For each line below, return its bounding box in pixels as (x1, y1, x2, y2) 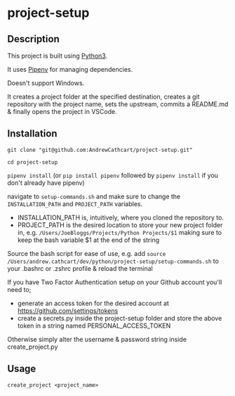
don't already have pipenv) (7, 178, 86, 187)
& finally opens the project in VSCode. (7, 108, 117, 115)
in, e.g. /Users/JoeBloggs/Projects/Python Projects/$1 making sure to (17, 228, 222, 236)
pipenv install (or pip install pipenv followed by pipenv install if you (7, 171, 219, 179)
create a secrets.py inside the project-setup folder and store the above (17, 314, 222, 322)
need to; (7, 285, 32, 293)
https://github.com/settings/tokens (17, 306, 119, 314)
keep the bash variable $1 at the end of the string (17, 236, 160, 244)
